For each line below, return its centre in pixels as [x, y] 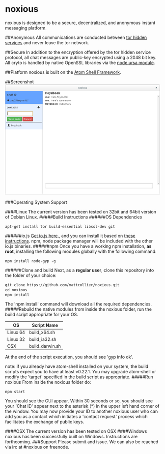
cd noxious [16, 290]
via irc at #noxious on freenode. [37, 447]
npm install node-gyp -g [30, 261]
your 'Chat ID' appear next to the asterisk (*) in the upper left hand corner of [82, 406]
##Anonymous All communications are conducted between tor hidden [76, 37]
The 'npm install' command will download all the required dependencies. [79, 304]
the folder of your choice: [31, 275]
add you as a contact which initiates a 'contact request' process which [77, 417]
